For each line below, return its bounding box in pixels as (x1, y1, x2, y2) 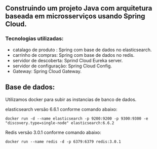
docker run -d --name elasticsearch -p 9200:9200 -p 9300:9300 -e (5, 116, 148, 121)
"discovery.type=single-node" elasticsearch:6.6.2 (5, 120, 114, 126)
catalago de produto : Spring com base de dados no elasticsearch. (12, 47, 152, 53)
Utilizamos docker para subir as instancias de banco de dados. (5, 96, 137, 102)
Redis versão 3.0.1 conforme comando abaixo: (5, 129, 101, 135)
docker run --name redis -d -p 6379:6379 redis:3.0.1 (5, 139, 122, 144)
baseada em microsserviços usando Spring (5, 12, 145, 21)
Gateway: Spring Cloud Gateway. (12, 68, 82, 74)
